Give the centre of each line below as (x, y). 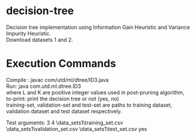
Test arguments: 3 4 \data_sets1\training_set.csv (65, 123)
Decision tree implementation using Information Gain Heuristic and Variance (98, 27)
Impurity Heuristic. (29, 33)
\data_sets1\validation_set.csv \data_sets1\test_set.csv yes (77, 129)
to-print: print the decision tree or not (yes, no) (63, 98)
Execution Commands (61, 64)
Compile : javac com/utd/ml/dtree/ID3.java (57, 80)
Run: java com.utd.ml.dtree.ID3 (44, 86)
